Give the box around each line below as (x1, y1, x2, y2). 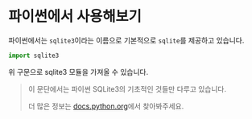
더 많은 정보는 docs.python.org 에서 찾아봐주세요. (27, 101, 184, 111)
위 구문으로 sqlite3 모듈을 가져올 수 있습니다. (8, 67, 149, 76)
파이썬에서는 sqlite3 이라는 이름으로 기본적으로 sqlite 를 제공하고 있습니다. (8, 35, 245, 45)
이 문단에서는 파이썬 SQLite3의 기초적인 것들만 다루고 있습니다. (27, 84, 227, 93)
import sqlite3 (8, 51, 60, 59)
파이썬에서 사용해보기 (8, 7, 143, 26)
